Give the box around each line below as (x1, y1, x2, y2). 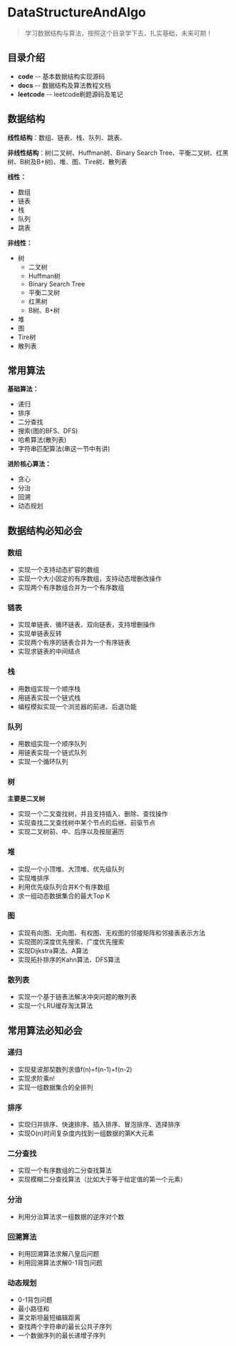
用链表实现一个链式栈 (17, 693, 81, 702)
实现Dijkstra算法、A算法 (17, 946, 89, 955)
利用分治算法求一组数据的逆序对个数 (17, 1212, 125, 1221)
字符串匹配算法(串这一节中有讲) (17, 444, 111, 453)
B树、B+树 (28, 306, 61, 314)
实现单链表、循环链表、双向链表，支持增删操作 (17, 621, 155, 629)
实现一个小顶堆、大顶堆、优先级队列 (17, 865, 125, 873)
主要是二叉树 (7, 794, 45, 803)
